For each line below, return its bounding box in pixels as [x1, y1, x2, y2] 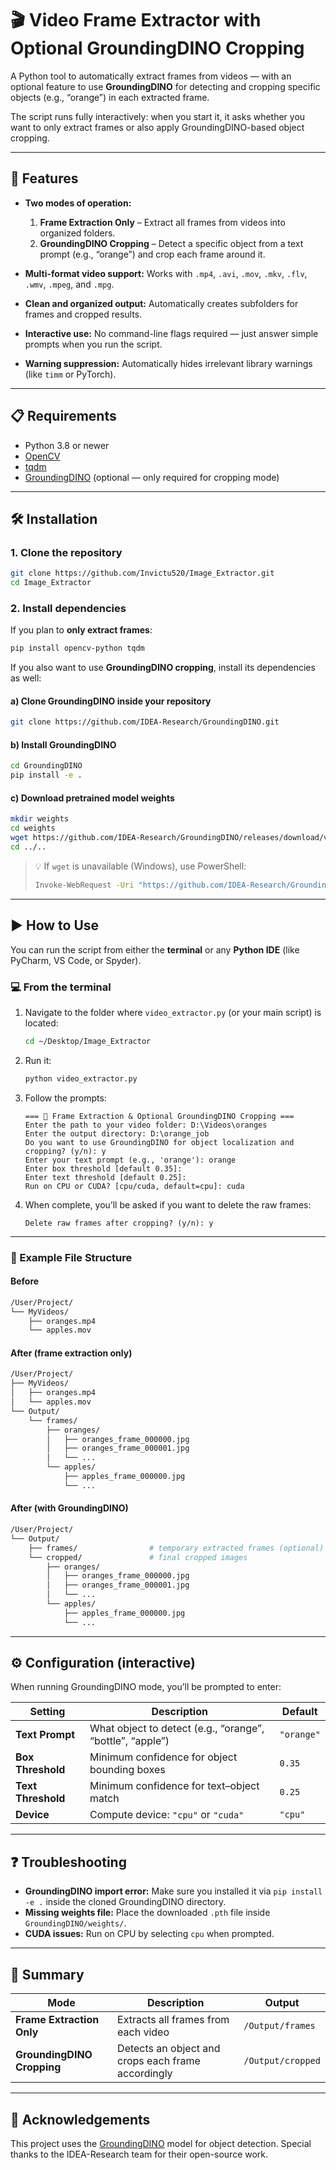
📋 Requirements [10, 408, 117, 425]
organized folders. [39, 227, 116, 239]
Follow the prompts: [24, 1092, 107, 1104]
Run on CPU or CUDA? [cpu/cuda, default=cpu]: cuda [24, 1181, 245, 1191]
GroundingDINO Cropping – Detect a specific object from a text [39, 237, 304, 249]
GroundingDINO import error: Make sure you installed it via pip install [24, 1885, 323, 1897]
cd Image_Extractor [10, 578, 92, 588]
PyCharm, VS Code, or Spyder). [10, 954, 142, 966]
